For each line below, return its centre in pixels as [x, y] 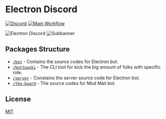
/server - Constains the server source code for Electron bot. [76, 78]
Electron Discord [41, 9]
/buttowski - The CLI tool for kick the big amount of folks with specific [87, 67]
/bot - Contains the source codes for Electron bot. [65, 62]
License [18, 99]
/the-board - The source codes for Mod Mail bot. [64, 83]
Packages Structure [38, 49]
